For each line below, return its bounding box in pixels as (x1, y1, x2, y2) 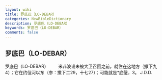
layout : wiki (5, 7, 32, 12)
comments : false (5, 30, 38, 35)
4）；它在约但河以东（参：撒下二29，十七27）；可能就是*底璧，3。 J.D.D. (5, 69, 152, 75)
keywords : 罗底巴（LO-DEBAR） (5, 26, 63, 30)
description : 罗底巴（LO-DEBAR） (5, 21, 70, 26)
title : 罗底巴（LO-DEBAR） (5, 12, 56, 17)
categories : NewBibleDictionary (5, 16, 71, 21)
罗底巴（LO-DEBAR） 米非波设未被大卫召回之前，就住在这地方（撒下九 (5, 63, 157, 69)
